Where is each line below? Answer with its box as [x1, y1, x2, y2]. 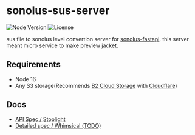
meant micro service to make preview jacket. [6, 42, 118, 49]
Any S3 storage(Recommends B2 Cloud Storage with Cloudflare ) [15, 82, 177, 89]
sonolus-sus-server [6, 4, 110, 18]
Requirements [6, 59, 61, 70]
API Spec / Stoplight [15, 116, 66, 123]
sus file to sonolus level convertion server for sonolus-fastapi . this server [6, 35, 190, 42]
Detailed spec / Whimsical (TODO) [15, 122, 101, 129]
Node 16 [15, 75, 36, 82]
